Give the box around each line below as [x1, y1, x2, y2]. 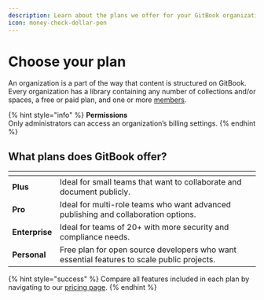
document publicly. [60, 186, 131, 197]
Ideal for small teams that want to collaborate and [60, 177, 242, 188]
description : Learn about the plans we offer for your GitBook [8, 11, 220, 20]
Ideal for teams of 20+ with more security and [60, 221, 229, 232]
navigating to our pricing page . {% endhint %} [8, 283, 157, 292]
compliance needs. [60, 232, 130, 243]
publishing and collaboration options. [60, 209, 196, 220]
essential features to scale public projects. [60, 254, 216, 265]
